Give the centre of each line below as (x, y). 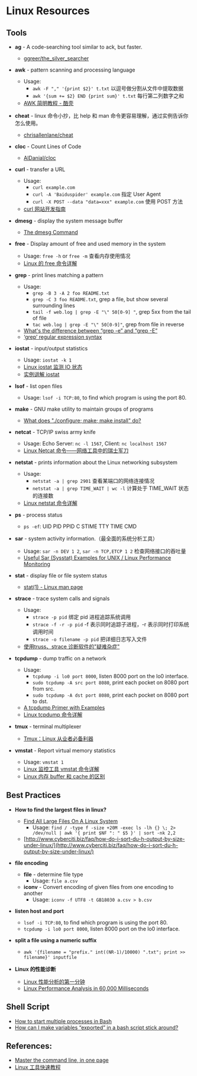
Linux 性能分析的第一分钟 (54, 981)
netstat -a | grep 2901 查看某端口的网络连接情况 (93, 481)
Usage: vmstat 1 (43, 762)
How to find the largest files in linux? (60, 810)
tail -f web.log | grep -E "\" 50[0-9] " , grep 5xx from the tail (112, 312)
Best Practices (33, 795)
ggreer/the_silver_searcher (56, 58)
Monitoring (37, 564)
